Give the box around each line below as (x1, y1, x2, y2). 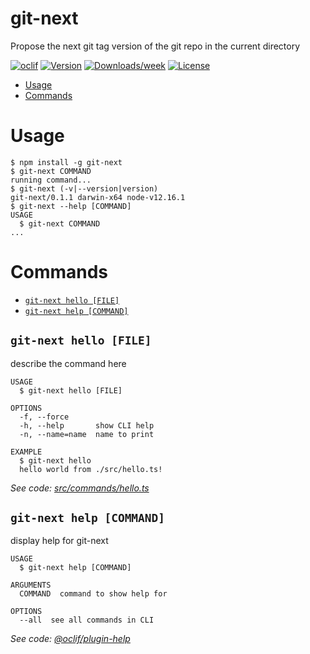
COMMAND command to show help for (19, 589, 168, 599)
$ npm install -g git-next (10, 157, 123, 167)
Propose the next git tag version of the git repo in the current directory (10, 40, 301, 52)
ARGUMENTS (10, 580, 52, 591)
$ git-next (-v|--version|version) (10, 183, 159, 194)
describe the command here (10, 357, 127, 369)
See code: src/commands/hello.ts (10, 482, 150, 494)
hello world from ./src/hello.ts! (19, 464, 163, 474)
